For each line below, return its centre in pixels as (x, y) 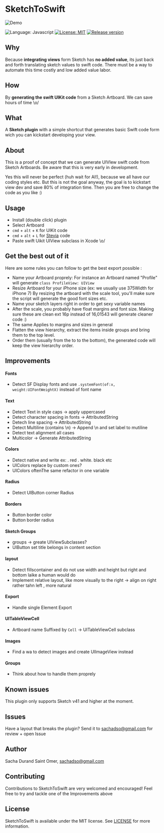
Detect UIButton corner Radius (43, 493)
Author (16, 749)
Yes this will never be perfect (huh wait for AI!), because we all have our (78, 177)
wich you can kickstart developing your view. (50, 135)
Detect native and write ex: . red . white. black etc (62, 460)
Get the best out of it (37, 256)
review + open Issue (26, 734)
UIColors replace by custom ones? (47, 465)
